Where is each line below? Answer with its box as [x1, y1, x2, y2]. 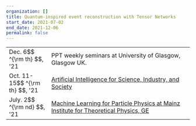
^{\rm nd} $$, [9, 103, 45, 111]
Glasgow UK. [51, 59, 87, 67]
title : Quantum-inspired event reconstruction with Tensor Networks [6, 14, 176, 20]
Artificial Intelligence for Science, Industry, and [51, 75, 180, 84]
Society [51, 82, 72, 91]
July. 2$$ [9, 96, 36, 104]
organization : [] [6, 8, 48, 15]
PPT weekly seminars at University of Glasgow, [51, 52, 181, 60]
